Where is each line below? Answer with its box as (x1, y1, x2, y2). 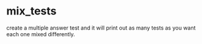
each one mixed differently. (6, 30, 75, 37)
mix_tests (6, 4, 57, 18)
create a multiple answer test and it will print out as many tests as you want (6, 24, 196, 31)
